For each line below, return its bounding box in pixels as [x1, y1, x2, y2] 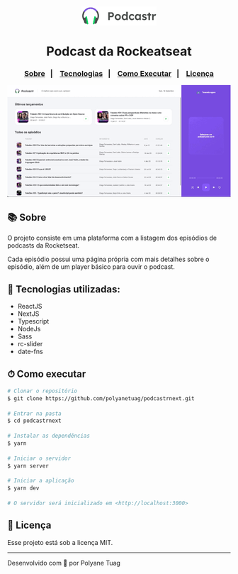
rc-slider [17, 340, 43, 348]
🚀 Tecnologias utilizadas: [7, 283, 120, 295]
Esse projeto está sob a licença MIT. [7, 538, 113, 546]
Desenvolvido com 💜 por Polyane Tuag [7, 558, 120, 567]
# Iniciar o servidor [7, 455, 72, 462]
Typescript [17, 317, 50, 326]
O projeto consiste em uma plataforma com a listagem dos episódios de [7, 233, 217, 243]
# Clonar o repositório [7, 387, 78, 394]
